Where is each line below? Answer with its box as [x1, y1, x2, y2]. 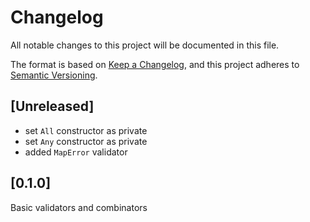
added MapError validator [24, 146, 128, 158]
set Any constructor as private [24, 135, 148, 147]
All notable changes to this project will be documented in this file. [10, 39, 280, 51]
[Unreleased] [10, 98, 95, 115]
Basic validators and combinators [10, 201, 148, 213]
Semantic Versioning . [10, 69, 98, 81]
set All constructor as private [24, 124, 148, 136]
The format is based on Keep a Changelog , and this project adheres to [10, 58, 300, 70]
